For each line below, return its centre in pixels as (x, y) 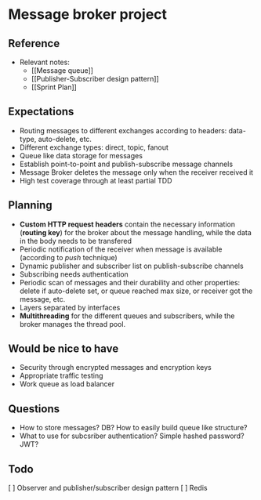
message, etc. (42, 299)
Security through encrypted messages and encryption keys (115, 368)
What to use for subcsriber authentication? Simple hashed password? (132, 436)
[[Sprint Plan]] (54, 87)
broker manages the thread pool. (72, 324)
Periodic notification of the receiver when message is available (121, 249)
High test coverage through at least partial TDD (96, 180)
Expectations (41, 112)
